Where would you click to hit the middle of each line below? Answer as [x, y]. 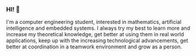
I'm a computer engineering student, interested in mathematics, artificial [94, 22]
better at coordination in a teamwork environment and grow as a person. [94, 47]
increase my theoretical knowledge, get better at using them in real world [95, 34]
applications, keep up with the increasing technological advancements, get [97, 41]
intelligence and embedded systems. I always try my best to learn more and [98, 28]
